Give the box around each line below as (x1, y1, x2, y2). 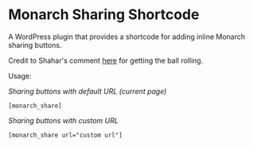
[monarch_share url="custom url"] (8, 131, 123, 139)
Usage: (8, 71, 32, 80)
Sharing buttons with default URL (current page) (8, 86, 167, 96)
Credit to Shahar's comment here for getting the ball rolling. (8, 56, 204, 65)
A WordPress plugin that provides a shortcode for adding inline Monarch (8, 32, 245, 41)
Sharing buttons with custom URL (8, 115, 119, 125)
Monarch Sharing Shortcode (8, 6, 200, 24)
